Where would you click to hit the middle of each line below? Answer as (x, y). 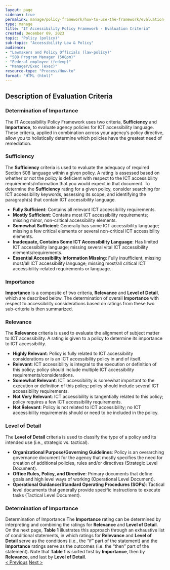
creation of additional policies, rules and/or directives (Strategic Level (85, 463)
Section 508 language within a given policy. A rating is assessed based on (82, 173)
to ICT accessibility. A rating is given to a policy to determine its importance (84, 338)
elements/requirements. (37, 252)
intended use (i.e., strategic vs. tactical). (47, 442)
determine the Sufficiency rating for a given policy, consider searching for (83, 189)
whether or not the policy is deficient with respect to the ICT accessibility (81, 178)
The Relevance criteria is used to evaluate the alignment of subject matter (82, 333)
